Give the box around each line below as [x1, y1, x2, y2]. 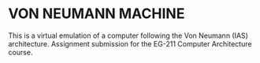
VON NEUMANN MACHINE [8, 5, 185, 23]
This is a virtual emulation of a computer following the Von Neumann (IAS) [8, 31, 248, 40]
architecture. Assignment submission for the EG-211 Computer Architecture [8, 39, 252, 48]
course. [8, 47, 33, 57]
